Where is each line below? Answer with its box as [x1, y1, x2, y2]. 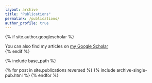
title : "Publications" [5, 12, 51, 17]
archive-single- [116, 67, 147, 73]
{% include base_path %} [5, 58, 56, 64]
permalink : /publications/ [5, 16, 60, 21]
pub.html [5, 72, 23, 78]
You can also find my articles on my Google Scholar [5, 43, 108, 49]
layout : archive [5, 7, 38, 12]
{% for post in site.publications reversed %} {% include [5, 67, 116, 73]
